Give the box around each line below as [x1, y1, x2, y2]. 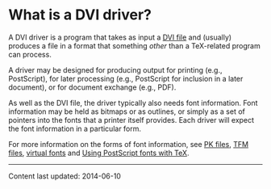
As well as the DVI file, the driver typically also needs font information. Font [8, 98, 258, 107]
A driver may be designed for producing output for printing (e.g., [8, 65, 223, 74]
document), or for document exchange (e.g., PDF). [8, 82, 177, 92]
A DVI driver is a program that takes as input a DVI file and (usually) [8, 32, 232, 42]
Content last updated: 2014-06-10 [8, 171, 121, 181]
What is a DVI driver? [8, 6, 152, 24]
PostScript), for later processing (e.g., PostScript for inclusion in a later [8, 73, 244, 83]
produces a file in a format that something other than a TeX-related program [8, 40, 261, 50]
